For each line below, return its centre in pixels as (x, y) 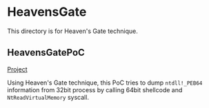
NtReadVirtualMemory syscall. (48, 97)
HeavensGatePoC (46, 53)
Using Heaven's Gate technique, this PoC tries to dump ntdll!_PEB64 (105, 83)
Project (17, 69)
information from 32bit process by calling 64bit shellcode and (95, 89)
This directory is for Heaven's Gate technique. (72, 31)
